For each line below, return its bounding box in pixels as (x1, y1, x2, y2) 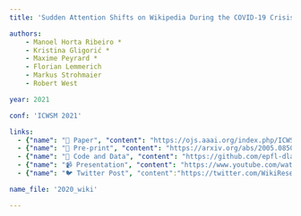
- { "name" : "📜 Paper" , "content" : (17, 136, 146, 145)
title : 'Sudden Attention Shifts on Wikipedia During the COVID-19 (9, 12, 267, 22)
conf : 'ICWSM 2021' (9, 111, 82, 120)
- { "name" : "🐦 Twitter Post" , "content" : (17, 169, 177, 178)
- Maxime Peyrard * (25, 54, 99, 63)
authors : (9, 29, 42, 38)
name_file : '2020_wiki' (9, 185, 99, 194)
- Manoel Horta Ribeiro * (25, 37, 123, 46)
